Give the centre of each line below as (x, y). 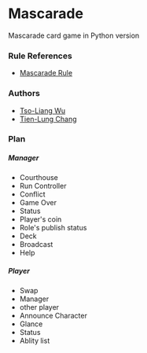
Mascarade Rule (46, 73)
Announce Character (53, 316)
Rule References (40, 56)
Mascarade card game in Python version (74, 35)
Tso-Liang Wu (42, 110)
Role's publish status (53, 228)
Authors (24, 94)
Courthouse (39, 178)
